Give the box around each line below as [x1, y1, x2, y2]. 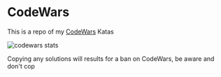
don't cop [7, 62, 35, 70]
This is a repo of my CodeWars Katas [7, 27, 114, 36]
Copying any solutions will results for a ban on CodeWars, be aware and [7, 54, 215, 63]
